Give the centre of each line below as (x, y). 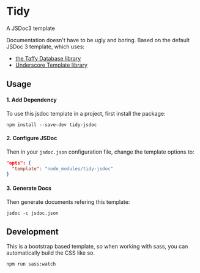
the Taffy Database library (48, 58)
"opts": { (19, 163)
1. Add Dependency (31, 100)
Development (33, 232)
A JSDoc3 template (31, 28)
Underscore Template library (51, 65)
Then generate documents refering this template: (68, 202)
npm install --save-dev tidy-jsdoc (52, 125)
